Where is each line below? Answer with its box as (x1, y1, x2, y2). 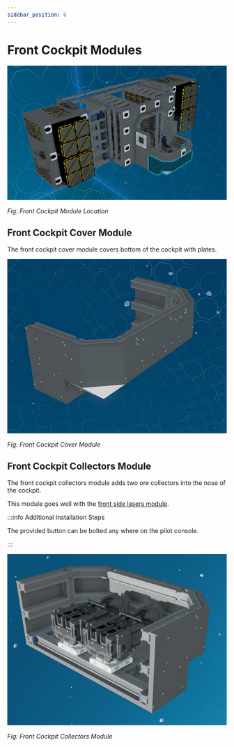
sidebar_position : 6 (7, 11, 68, 18)
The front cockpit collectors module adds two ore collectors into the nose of (7, 479, 226, 487)
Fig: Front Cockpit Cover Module (7, 440, 101, 449)
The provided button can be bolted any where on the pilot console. (7, 527, 199, 535)
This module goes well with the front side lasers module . (7, 500, 169, 508)
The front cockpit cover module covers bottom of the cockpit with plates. (7, 245, 217, 254)
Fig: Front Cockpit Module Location (7, 206, 109, 215)
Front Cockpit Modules (7, 42, 143, 58)
